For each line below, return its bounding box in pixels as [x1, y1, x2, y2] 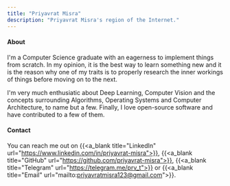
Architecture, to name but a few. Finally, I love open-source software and [7, 103, 213, 111]
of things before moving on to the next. [7, 75, 118, 83]
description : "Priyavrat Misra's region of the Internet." [7, 17, 180, 23]
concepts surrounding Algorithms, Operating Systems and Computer [7, 96, 202, 104]
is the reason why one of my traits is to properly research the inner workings [7, 68, 223, 76]
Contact [7, 126, 31, 134]
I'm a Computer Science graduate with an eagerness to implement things [7, 53, 214, 61]
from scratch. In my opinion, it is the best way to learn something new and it [7, 60, 222, 69]
